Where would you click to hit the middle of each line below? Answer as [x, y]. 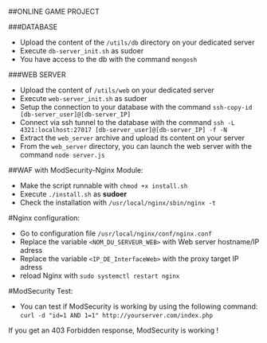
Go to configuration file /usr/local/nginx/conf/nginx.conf [116, 233]
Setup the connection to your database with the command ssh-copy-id [136, 107]
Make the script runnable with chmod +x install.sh [104, 185]
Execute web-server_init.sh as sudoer [83, 98]
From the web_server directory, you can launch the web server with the [136, 146]
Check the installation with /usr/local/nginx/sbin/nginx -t [118, 203]
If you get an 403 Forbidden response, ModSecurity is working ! [114, 330]
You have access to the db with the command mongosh [108, 59]
